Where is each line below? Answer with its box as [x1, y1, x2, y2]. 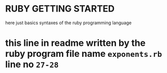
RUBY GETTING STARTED [5, 3, 115, 15]
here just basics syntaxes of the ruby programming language [5, 20, 132, 26]
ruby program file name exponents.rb [5, 48, 162, 59]
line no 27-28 [5, 59, 59, 70]
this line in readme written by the [5, 37, 146, 49]
